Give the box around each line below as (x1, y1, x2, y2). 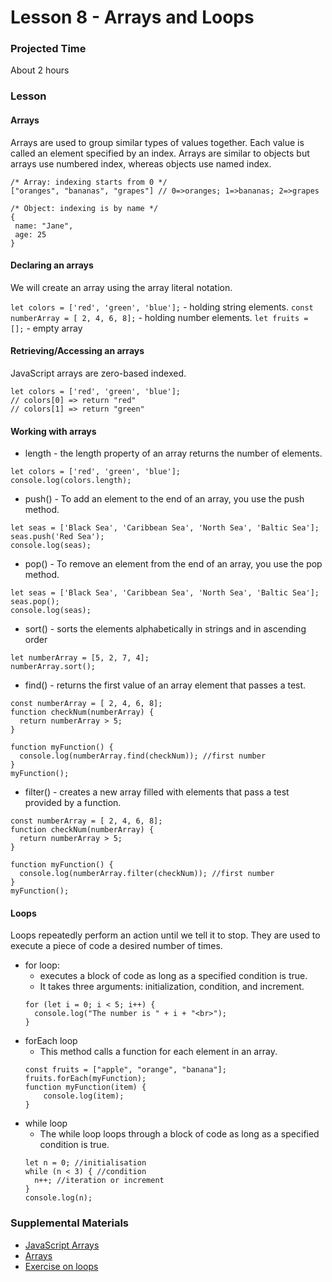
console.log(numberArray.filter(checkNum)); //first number (19, 869, 275, 879)
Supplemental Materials (10, 1216, 130, 1230)
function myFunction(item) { (24, 1082, 147, 1093)
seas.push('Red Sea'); (10, 532, 105, 542)
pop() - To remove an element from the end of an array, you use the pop (24, 558, 323, 570)
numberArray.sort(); (10, 662, 97, 672)
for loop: (24, 959, 60, 971)
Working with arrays (10, 425, 97, 437)
